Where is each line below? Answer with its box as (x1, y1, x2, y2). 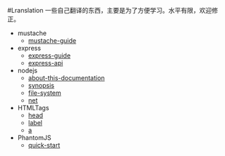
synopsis (28, 82, 55, 89)
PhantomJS (17, 134, 51, 142)
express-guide (28, 51, 71, 60)
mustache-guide (28, 37, 76, 44)
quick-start (28, 141, 61, 149)
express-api (28, 59, 63, 67)
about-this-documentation (28, 74, 105, 82)
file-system (28, 89, 61, 97)
